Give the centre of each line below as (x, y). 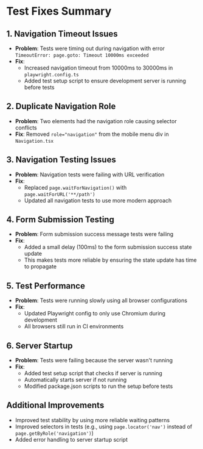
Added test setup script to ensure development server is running (105, 81)
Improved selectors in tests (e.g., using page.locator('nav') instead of (104, 426)
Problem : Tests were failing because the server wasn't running (94, 361)
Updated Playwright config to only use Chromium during (95, 314)
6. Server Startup (40, 346)
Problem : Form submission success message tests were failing (94, 234)
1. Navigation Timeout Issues (62, 34)
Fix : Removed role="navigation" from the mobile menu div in (92, 134)
